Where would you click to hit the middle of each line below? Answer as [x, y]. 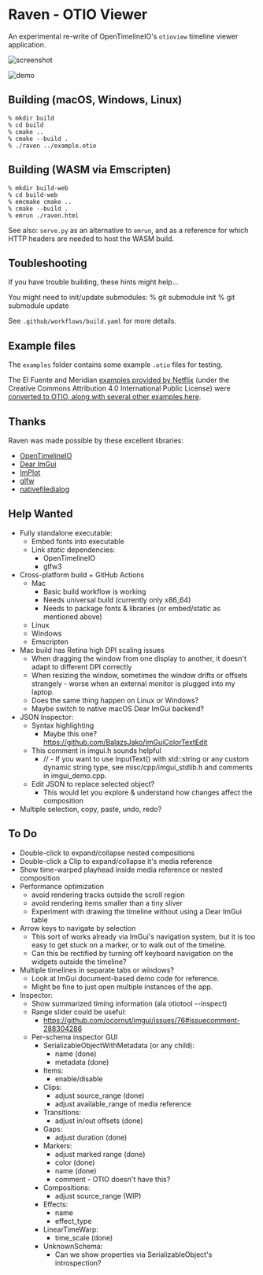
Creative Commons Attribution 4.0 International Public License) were [119, 388]
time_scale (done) [84, 1237]
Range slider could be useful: [79, 1012]
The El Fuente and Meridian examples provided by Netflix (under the [119, 380]
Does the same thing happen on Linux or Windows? [115, 700]
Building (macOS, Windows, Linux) [95, 100]
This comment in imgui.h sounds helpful [96, 751]
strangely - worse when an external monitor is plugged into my [133, 684]
